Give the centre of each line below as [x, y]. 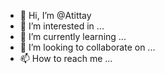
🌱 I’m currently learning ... [73, 36]
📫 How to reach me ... [66, 58]
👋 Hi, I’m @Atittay [55, 15]
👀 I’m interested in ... [62, 26]
